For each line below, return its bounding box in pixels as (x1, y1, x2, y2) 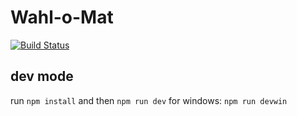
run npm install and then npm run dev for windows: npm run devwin (10, 94, 288, 106)
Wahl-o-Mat (10, 6, 114, 29)
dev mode (10, 68, 74, 85)
